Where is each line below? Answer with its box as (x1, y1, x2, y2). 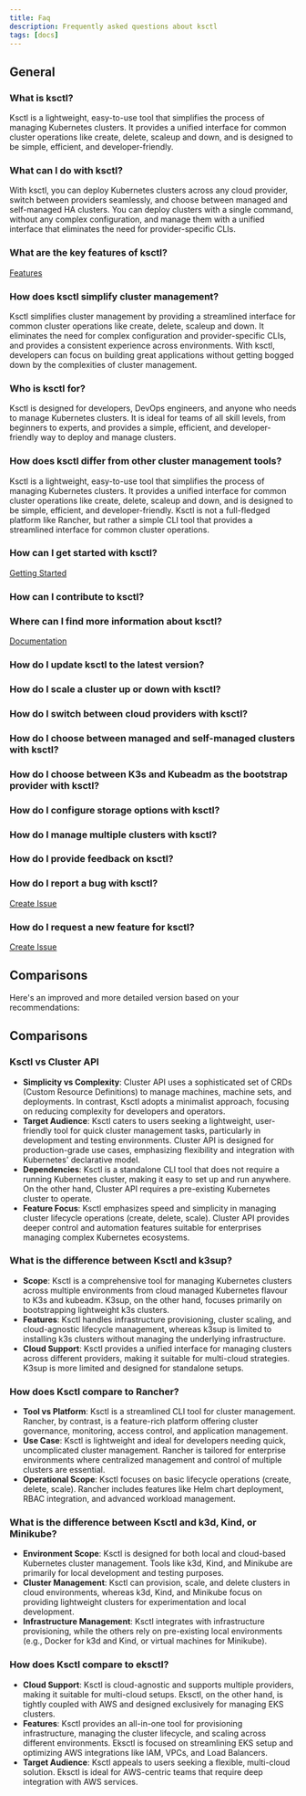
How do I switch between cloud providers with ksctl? (9, 707, 249, 719)
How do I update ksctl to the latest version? (9, 658, 205, 671)
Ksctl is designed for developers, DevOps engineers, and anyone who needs (9, 403, 297, 414)
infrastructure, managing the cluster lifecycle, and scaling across (22, 1728, 267, 1738)
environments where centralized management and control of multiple (22, 1455, 282, 1465)
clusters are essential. (22, 1465, 106, 1476)
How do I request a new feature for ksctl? (9, 920, 195, 933)
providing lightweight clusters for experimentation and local (22, 1597, 247, 1608)
